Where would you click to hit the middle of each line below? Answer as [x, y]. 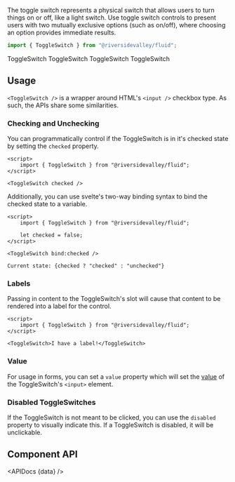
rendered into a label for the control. [59, 306]
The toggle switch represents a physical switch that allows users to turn [111, 10]
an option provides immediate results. [62, 32]
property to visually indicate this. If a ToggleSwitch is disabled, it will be [110, 424]
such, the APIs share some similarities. [63, 105]
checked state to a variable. [47, 203]
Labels [19, 283]
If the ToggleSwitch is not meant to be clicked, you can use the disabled [112, 417]
